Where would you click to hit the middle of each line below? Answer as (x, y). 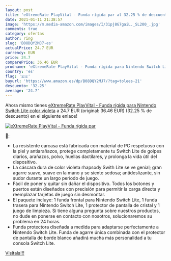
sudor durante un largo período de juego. (56, 178)
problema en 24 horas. (36, 221)
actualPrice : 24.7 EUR (29, 48)
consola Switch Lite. (34, 243)
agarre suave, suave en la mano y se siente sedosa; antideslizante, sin (86, 173)
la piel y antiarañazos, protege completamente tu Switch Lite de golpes (87, 151)
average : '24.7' (22, 90)
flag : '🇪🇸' (18, 76)
